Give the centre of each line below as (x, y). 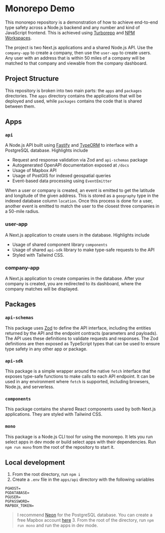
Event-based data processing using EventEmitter (62, 181)
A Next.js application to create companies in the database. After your (75, 278)
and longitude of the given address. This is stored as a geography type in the (82, 196)
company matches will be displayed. (42, 289)
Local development (35, 463)
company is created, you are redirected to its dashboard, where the (73, 284)
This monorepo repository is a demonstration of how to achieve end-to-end (82, 22)
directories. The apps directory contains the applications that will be (73, 96)
